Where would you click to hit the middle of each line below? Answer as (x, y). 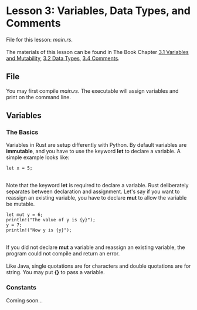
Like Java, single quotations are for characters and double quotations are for (98, 266)
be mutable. (21, 204)
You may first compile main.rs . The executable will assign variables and (92, 91)
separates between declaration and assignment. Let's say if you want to (93, 191)
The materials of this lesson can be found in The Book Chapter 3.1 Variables (97, 52)
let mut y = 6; (25, 215)
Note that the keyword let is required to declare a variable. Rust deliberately (97, 186)
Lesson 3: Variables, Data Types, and (98, 11)
